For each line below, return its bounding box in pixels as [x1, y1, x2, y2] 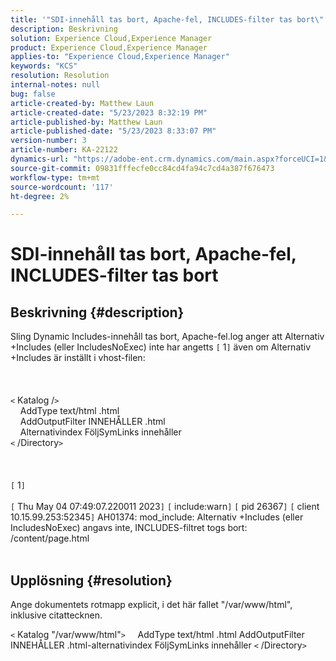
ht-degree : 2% [10, 191, 70, 201]
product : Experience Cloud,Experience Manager [10, 42, 208, 53]
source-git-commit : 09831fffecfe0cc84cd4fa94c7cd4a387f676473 [10, 163, 275, 173]
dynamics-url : [10, 154, 70, 164]
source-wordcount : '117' [10, 182, 114, 192]
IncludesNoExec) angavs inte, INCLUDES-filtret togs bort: [10, 522, 248, 534]
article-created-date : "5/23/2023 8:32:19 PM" [10, 107, 208, 118]
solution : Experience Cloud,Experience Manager [10, 33, 213, 43]
